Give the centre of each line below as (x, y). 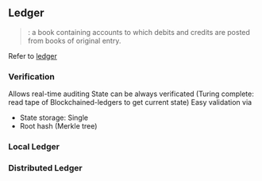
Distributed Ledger (45, 168)
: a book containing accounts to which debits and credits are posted (139, 32)
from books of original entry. (74, 40)
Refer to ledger (33, 56)
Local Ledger (34, 147)
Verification (32, 76)
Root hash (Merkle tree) (58, 126)
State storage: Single (54, 117)
